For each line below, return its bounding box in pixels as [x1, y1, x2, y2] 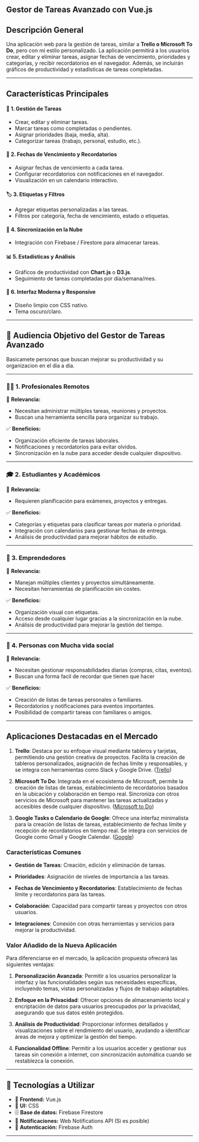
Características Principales [6, 88, 109, 98]
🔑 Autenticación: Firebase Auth [14, 1124, 93, 1131]
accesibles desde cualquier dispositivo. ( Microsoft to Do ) [14, 803, 154, 810]
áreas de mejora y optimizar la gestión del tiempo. [14, 1033, 137, 1041]
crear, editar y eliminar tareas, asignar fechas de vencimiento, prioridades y [6, 53, 191, 61]
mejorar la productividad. [14, 926, 76, 933]
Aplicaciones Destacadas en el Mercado [6, 731, 158, 742]
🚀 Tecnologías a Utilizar [6, 1080, 95, 1090]
